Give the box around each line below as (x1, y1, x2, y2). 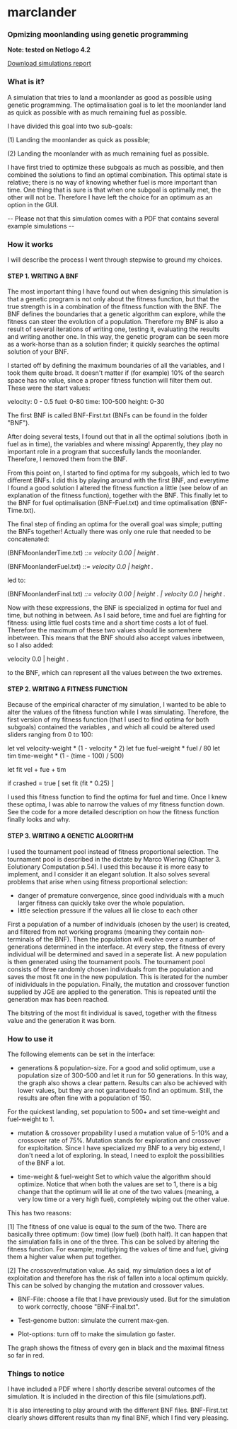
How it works (7, 239, 54, 249)
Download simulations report (7, 59, 92, 68)
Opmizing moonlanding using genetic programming (7, 30, 189, 40)
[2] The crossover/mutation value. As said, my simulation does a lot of (7, 1266, 212, 1274)
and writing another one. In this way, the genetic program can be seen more (7, 332, 229, 341)
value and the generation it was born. (7, 1016, 117, 1024)
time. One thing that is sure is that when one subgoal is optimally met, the (7, 185, 221, 194)
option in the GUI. (7, 200, 59, 209)
